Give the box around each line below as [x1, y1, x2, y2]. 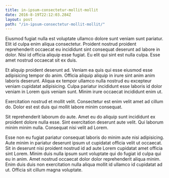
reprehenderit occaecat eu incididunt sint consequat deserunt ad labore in [5, 46, 160, 52]
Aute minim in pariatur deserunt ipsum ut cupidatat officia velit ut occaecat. [5, 140, 162, 146]
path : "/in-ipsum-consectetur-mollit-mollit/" [5, 21, 105, 27]
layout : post [5, 17, 33, 22]
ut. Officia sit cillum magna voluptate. [5, 167, 83, 173]
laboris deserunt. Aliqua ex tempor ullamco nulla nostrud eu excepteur [5, 78, 152, 84]
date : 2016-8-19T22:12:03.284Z [5, 12, 71, 17]
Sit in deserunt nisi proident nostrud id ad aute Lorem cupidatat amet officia [5, 145, 163, 152]
